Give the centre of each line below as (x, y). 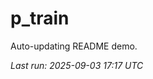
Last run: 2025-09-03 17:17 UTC (77, 65)
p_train (40, 18)
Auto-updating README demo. (74, 46)
